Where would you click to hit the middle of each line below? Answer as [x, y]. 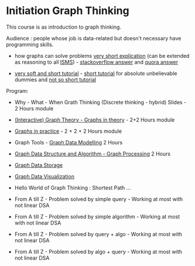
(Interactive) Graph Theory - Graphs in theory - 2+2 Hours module [95, 120]
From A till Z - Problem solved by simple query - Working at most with [99, 199]
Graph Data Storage [39, 165]
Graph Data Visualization [45, 176]
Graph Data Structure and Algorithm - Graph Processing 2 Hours [93, 154]
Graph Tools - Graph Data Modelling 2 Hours [69, 142]
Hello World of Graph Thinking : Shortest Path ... [73, 188]
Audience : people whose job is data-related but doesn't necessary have [94, 38]
